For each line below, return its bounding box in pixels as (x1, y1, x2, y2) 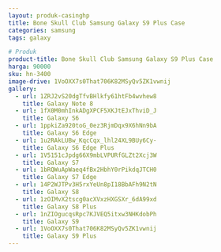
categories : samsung (8, 26, 77, 34)
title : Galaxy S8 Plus (22, 203, 97, 211)
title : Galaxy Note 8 (22, 100, 93, 108)
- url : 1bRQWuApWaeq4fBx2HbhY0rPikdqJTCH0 (15, 166, 157, 174)
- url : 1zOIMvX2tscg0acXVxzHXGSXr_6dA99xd (15, 195, 157, 203)
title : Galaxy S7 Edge (22, 174, 97, 181)
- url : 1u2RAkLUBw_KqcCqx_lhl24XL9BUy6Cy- (15, 136, 157, 144)
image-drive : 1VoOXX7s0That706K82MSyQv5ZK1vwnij (8, 77, 171, 86)
